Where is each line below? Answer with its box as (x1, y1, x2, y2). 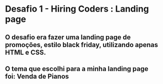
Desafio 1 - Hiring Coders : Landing (5, 3, 149, 15)
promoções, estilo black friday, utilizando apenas (5, 40, 158, 49)
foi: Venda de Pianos (5, 72, 69, 81)
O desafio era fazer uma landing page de (5, 33, 131, 41)
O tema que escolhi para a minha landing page (5, 65, 149, 73)
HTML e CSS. (5, 48, 46, 56)
